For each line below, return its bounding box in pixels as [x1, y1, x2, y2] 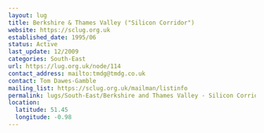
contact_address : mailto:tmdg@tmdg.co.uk [8, 70, 146, 77]
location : [8, 99, 41, 106]
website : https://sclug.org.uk [8, 26, 111, 34]
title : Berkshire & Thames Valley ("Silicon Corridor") [8, 19, 195, 27]
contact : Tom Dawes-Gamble [8, 77, 97, 84]
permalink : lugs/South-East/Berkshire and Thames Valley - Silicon [8, 92, 234, 99]
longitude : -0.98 [15, 113, 72, 121]
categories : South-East [8, 56, 86, 63]
